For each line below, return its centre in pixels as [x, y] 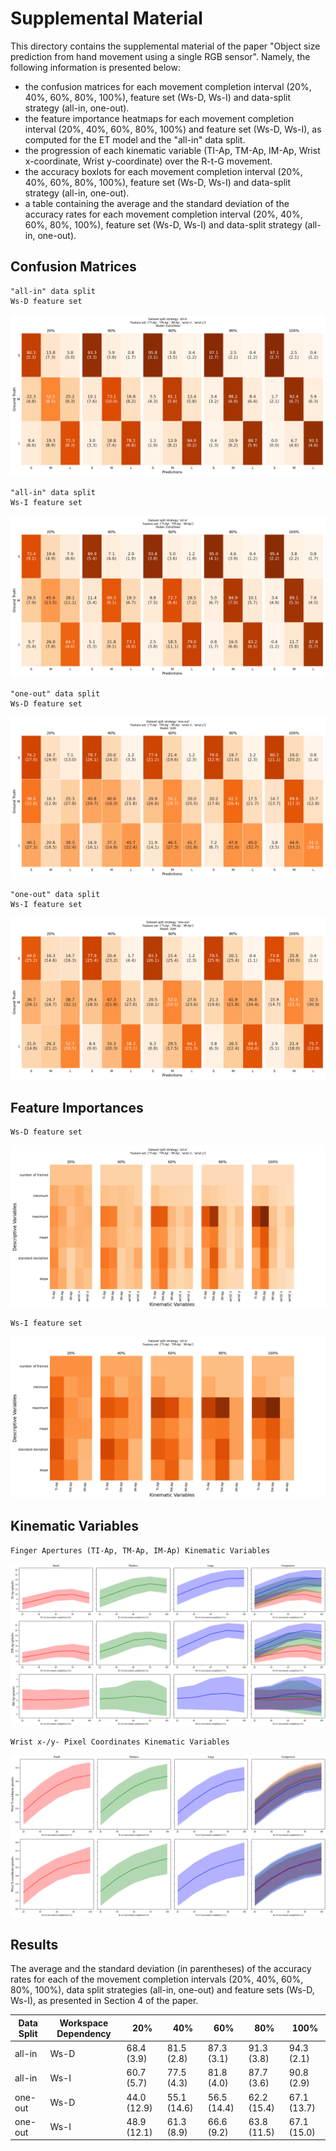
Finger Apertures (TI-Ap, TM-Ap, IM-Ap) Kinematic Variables [140, 1550]
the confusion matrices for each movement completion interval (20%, [168, 86]
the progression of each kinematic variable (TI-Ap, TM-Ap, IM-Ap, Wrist [172, 150]
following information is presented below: [95, 67]
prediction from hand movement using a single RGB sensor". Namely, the [160, 56]
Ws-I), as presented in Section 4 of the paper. [104, 2001]
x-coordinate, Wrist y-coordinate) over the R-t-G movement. [148, 161]
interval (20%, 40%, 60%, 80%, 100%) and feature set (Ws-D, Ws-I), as [173, 129]
